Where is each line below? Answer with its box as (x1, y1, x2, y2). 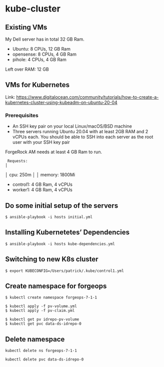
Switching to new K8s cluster (5, 255, 98, 263)
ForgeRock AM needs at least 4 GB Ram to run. (5, 149, 102, 155)
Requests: (7, 159, 28, 164)
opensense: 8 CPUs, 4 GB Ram (12, 51, 76, 57)
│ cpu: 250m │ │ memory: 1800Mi (5, 172, 75, 178)
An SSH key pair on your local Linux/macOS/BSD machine (12, 123, 132, 129)
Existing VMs (5, 23, 47, 32)
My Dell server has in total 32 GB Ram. (5, 36, 85, 42)
